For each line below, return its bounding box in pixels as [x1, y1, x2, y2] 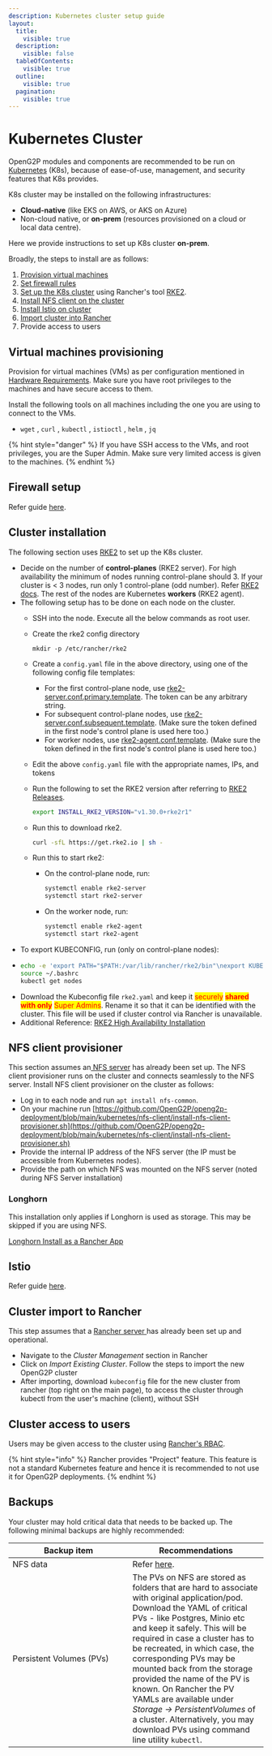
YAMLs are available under [132, 1693, 235, 1705]
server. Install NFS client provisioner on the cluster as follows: [8, 1080, 215, 1089]
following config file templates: [32, 667, 135, 677]
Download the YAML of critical [132, 1602, 249, 1613]
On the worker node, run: [44, 907, 129, 917]
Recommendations [159, 1544, 233, 1555]
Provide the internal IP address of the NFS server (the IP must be [19, 1147, 236, 1157]
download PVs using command [132, 1724, 250, 1735]
